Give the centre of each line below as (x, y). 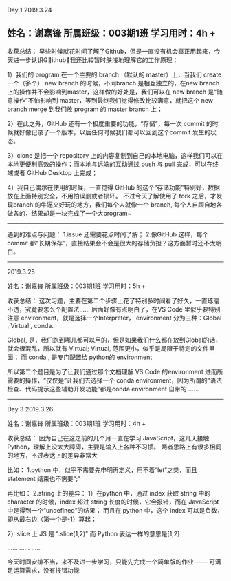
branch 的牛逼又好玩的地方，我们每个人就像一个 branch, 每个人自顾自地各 (118, 204)
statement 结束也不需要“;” (44, 478)
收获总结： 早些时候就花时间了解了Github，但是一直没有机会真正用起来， (111, 51)
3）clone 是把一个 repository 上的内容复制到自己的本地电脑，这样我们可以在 (115, 155)
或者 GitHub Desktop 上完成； (55, 172)
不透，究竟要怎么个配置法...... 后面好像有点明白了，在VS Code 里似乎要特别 (114, 309)
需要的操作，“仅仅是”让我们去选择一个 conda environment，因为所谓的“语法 (114, 380)
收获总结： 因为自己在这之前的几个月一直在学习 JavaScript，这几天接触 (108, 438)
